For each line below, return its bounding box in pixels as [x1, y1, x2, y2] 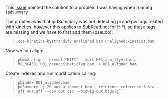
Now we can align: [5, 48, 44, 53]
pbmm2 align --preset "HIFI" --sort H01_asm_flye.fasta [17, 57, 137, 62]
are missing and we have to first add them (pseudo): [5, 29, 113, 35]
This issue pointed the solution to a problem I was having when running [5, 5, 153, 10]
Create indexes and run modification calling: [5, 70, 97, 76]
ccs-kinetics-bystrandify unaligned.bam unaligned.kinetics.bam [17, 39, 155, 44]
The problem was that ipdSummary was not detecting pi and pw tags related [5, 19, 163, 24]
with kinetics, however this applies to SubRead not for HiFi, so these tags [5, 24, 156, 30]
